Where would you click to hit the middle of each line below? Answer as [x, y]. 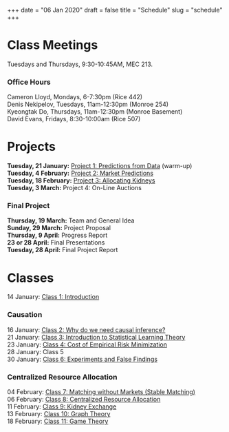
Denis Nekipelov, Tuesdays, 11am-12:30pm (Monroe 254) [88, 104]
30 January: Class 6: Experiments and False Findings [83, 359]
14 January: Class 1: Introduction [53, 297]
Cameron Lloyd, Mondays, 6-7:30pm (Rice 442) [75, 97]
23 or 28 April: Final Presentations [56, 243]
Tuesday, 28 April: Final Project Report [63, 250]
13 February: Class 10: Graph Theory [59, 414]
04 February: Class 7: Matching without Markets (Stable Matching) [101, 392]
